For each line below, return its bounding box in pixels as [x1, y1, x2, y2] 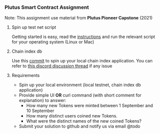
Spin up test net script [11, 24, 57, 30]
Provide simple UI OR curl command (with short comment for [19, 92, 142, 98]
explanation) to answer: [19, 97, 66, 103]
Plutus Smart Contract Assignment [4, 4, 89, 11]
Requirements [11, 73, 40, 78]
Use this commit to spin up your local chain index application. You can [11, 58, 153, 64]
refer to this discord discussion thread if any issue [11, 63, 113, 69]
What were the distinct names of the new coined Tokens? [26, 118, 142, 124]
